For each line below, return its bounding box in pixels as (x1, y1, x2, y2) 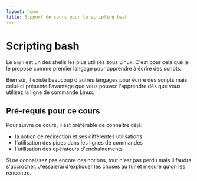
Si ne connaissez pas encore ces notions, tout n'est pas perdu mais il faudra (6, 157, 192, 164)
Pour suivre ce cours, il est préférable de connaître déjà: (6, 122, 143, 129)
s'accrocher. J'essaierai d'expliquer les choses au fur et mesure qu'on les (6, 163, 186, 170)
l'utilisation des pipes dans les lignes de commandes (14, 139, 143, 146)
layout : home (6, 8, 38, 15)
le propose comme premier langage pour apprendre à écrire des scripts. (6, 65, 182, 72)
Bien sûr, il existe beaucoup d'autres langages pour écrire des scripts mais (6, 76, 188, 83)
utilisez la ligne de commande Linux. (6, 89, 94, 96)
